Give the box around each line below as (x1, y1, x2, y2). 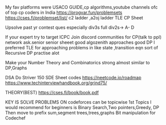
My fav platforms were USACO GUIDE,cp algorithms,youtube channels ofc (5, 4, 158, 10)
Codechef (5, 115, 26, 121)
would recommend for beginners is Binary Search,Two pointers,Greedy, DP (5, 105, 160, 110)
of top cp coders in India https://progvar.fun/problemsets (5, 9, 123, 15)
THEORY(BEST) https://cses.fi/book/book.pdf (5, 90, 99, 95)
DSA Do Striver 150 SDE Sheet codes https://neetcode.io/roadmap (5, 75, 142, 80)
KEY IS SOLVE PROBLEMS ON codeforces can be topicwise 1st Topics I (5, 99, 152, 105)
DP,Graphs (5, 65, 27, 71)
